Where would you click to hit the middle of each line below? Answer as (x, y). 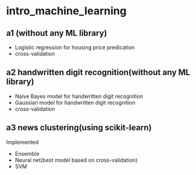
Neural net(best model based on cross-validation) (76, 160)
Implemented (22, 142)
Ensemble (27, 153)
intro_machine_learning (66, 11)
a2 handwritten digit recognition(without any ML (98, 73)
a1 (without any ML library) (57, 33)
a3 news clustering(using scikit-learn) (79, 128)
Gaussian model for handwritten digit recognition (75, 102)
